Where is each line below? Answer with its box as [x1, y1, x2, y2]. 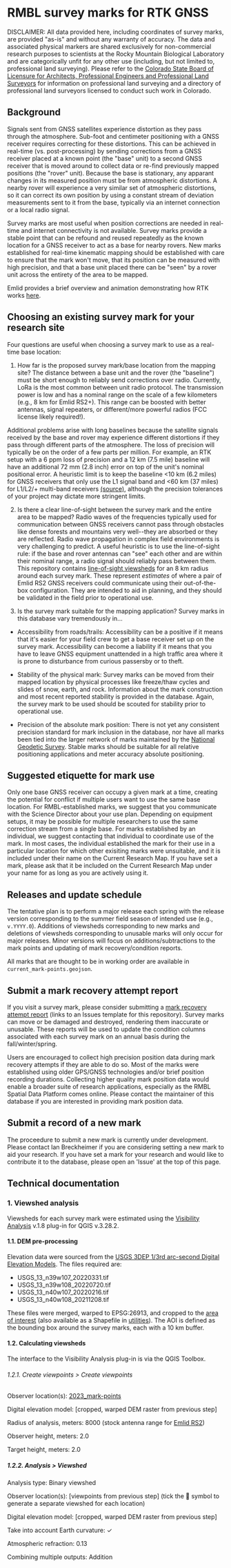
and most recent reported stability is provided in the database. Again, [17, 692, 214, 701]
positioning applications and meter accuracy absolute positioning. [17, 750, 205, 758]
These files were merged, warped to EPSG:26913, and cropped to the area [7, 1308, 219, 1317]
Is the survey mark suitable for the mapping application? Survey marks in [17, 607, 225, 615]
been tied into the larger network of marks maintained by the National [17, 735, 215, 744]
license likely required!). [17, 413, 86, 421]
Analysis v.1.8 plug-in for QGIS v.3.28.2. [7, 1221, 119, 1229]
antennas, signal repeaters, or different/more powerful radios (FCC [17, 405, 208, 413]
